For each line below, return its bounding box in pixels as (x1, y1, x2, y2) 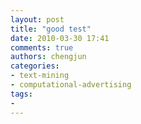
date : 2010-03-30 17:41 (10, 33, 110, 43)
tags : (10, 89, 33, 99)
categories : (10, 61, 60, 71)
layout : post (10, 14, 65, 25)
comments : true (10, 42, 74, 53)
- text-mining (10, 71, 70, 81)
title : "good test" (10, 24, 92, 34)
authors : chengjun (10, 52, 87, 62)
